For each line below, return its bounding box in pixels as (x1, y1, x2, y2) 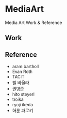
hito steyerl (12, 92, 35, 97)
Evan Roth (12, 69, 33, 74)
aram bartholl (12, 64, 39, 70)
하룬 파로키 (12, 108, 33, 114)
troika (12, 96, 24, 102)
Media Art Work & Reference (5, 20, 62, 25)
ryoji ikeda (12, 102, 33, 108)
